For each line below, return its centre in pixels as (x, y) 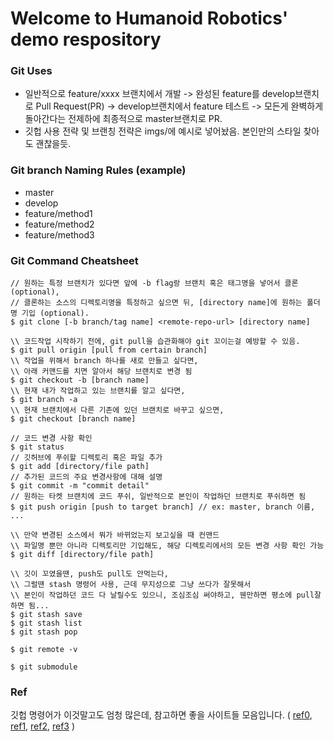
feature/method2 (59, 224)
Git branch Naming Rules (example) (98, 170)
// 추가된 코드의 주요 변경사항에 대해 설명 (86, 477)
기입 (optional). (55, 313)
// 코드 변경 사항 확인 (51, 438)
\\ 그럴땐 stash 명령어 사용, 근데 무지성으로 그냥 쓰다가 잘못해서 (131, 585)
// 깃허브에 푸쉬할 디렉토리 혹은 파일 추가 (86, 458)
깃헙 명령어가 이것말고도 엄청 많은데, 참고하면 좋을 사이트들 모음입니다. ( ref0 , (161, 715)
